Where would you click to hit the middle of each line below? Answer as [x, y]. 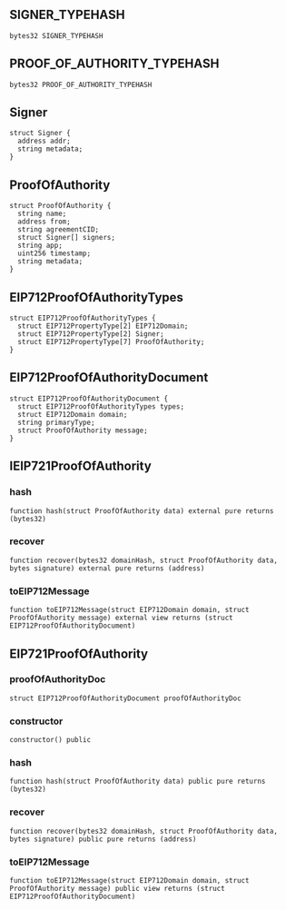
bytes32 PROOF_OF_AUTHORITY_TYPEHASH [81, 84]
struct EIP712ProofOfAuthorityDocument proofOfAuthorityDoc [126, 698]
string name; [42, 214]
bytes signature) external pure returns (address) [107, 568]
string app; [40, 246]
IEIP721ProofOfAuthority [80, 466]
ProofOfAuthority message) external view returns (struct [121, 618]
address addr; [44, 141]
